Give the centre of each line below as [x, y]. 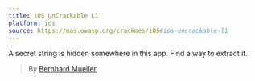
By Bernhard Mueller [62, 69]
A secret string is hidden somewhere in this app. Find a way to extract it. [128, 54]
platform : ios [32, 23]
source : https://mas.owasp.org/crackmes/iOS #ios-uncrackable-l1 [118, 30]
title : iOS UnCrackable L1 [53, 16]
